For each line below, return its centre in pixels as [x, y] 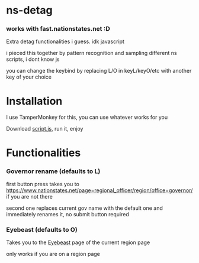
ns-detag [29, 10]
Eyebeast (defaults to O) [42, 229]
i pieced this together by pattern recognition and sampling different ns [92, 53]
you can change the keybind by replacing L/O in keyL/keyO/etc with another [99, 71]
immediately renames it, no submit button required [68, 214]
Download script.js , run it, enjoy [45, 129]
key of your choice [29, 77]
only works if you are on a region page [53, 254]
